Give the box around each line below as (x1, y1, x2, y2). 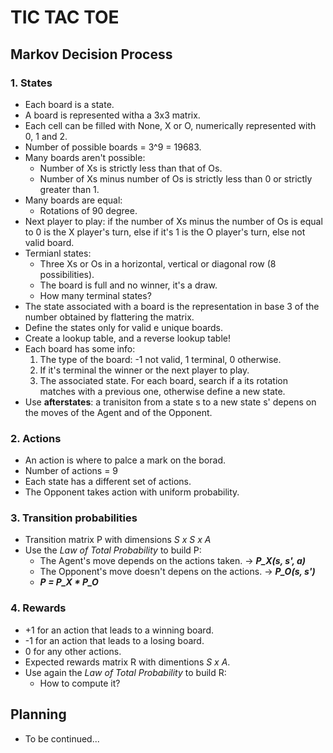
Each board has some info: (24, 342, 136, 355)
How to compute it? (39, 677, 121, 689)
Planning (10, 706, 67, 723)
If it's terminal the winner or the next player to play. (39, 364, 250, 376)
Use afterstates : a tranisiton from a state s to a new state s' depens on (24, 396, 317, 408)
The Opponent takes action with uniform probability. (24, 486, 240, 498)
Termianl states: (24, 247, 92, 259)
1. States (10, 76, 53, 90)
